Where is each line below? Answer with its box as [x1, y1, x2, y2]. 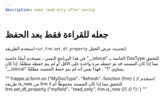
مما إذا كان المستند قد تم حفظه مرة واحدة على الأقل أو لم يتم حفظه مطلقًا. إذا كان [5, 60, 158, 66]
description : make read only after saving [5, 7, 95, 12]
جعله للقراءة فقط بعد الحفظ [5, 28, 108, 40]
